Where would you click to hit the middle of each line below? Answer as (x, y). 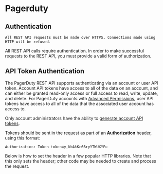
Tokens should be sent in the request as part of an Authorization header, (78, 133)
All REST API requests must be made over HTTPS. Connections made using (80, 37)
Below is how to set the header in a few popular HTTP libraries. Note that (78, 156)
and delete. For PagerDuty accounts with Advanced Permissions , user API (79, 98)
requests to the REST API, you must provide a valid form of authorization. (78, 56)
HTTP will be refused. (28, 42)
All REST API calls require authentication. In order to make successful (74, 51)
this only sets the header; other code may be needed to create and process (81, 161)
